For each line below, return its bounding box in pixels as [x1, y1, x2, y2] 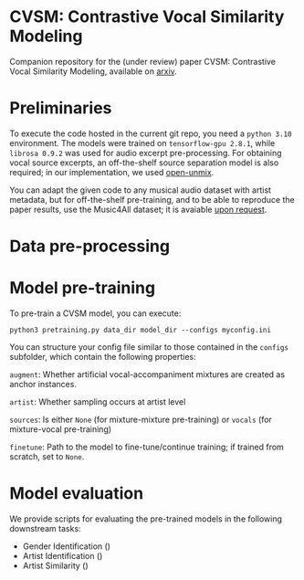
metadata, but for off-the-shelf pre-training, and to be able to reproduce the [9, 194, 295, 205]
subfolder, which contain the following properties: [9, 352, 196, 362]
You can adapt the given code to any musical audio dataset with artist [9, 185, 272, 195]
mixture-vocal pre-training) [9, 424, 112, 435]
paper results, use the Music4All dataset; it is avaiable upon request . [9, 204, 267, 215]
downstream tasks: [9, 522, 81, 533]
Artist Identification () [22, 550, 103, 561]
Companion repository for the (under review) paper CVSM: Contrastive [9, 56, 277, 67]
